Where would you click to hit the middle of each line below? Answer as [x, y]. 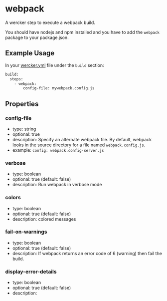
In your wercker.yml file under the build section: [55, 65]
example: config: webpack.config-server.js [58, 150]
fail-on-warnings [26, 232]
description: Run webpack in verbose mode [57, 185]
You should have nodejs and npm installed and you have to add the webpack [83, 32]
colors [13, 198]
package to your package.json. [37, 37]
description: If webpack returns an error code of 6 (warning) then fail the [87, 253]
